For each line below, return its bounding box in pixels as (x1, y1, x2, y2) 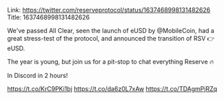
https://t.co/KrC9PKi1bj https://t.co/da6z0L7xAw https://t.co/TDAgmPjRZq (7, 85, 218, 92)
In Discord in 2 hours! (7, 72, 68, 79)
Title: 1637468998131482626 (7, 13, 90, 21)
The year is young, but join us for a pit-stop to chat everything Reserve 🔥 (7, 58, 214, 66)
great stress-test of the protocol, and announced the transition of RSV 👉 (7, 34, 215, 42)
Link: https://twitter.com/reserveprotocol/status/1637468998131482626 (7, 6, 211, 14)
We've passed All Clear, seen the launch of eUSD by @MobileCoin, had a (7, 27, 215, 34)
